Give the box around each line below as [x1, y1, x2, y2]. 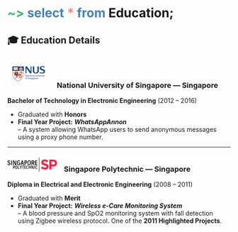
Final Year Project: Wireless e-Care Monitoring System [17, 201, 183, 210]
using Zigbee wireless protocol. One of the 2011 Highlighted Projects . [17, 216, 222, 225]
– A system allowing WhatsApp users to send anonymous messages [17, 125, 217, 133]
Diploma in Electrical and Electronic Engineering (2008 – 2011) [7, 180, 193, 189]
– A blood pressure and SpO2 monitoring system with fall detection [17, 209, 214, 218]
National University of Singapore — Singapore [56, 80, 218, 90]
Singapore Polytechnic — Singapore [63, 164, 191, 174]
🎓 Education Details [7, 34, 101, 46]
